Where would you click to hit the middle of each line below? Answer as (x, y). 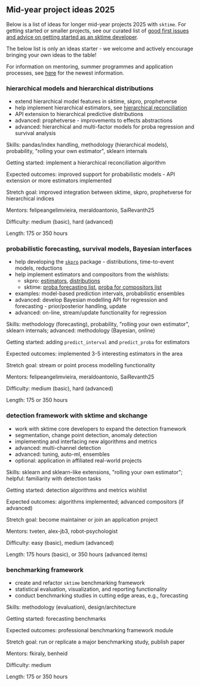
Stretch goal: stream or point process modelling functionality (81, 365)
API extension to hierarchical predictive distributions (79, 114)
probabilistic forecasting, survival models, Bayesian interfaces (99, 249)
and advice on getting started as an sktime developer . (72, 37)
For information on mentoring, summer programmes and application (90, 66)
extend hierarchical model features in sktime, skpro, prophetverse (96, 102)
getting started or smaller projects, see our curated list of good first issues (98, 31)
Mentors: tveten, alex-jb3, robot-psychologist (62, 531)
